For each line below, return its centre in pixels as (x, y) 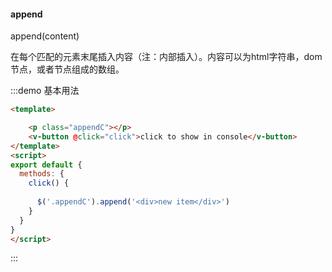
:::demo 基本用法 (45, 91)
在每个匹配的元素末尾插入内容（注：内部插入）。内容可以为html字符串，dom (166, 57)
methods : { (42, 174)
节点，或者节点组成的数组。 (67, 69)
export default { (46, 165)
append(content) (45, 36)
